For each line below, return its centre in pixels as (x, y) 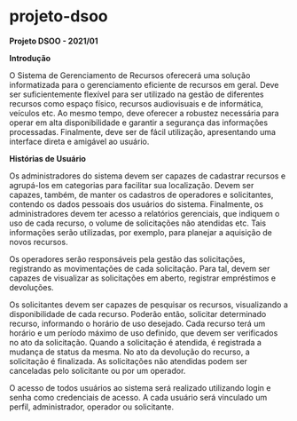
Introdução (30, 58)
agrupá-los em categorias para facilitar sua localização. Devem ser (132, 185)
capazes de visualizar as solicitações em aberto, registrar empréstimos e (143, 278)
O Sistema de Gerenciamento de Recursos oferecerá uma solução (130, 75)
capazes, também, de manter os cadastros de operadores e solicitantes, (141, 195)
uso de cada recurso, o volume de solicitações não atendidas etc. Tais (138, 223)
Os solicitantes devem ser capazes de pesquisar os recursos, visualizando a (148, 305)
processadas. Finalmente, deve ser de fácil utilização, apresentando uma (143, 131)
